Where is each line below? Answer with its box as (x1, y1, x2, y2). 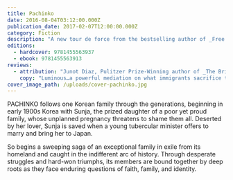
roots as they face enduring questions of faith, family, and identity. (7, 165, 197, 173)
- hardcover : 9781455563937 (13, 49, 95, 56)
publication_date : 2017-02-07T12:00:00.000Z (7, 23, 138, 30)
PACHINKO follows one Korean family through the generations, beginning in (7, 100, 223, 108)
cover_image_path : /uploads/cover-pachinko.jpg (7, 81, 148, 88)
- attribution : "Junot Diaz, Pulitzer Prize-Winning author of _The (13, 68, 216, 75)
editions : (7, 42, 36, 49)
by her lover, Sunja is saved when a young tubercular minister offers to (7, 122, 209, 130)
